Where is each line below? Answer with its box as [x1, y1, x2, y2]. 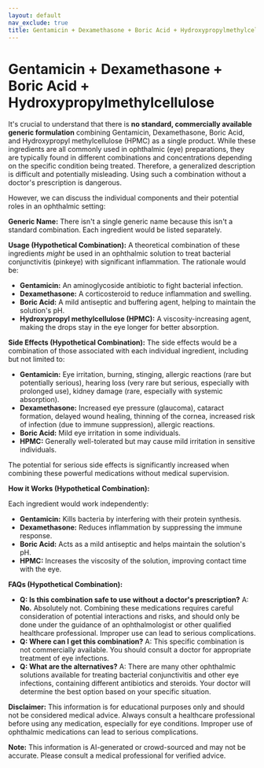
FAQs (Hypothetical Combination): [8, 580, 123, 589]
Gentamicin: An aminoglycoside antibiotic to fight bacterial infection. [19, 281, 244, 290]
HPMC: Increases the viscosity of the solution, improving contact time [19, 556, 247, 566]
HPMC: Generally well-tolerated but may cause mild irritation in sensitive [19, 437, 255, 446]
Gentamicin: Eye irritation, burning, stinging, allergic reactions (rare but [19, 370, 251, 379]
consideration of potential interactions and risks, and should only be [19, 611, 240, 622]
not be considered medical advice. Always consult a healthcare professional [8, 711, 255, 720]
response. [19, 531, 53, 541]
